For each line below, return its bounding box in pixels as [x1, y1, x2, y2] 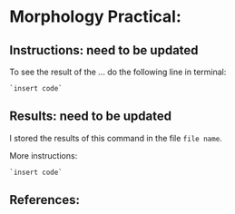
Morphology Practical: [9, 6, 181, 27]
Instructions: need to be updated [9, 43, 199, 58]
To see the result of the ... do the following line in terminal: [9, 66, 227, 77]
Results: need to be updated [9, 109, 172, 124]
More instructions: [9, 150, 78, 160]
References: [9, 192, 80, 208]
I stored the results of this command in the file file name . [9, 132, 222, 143]
